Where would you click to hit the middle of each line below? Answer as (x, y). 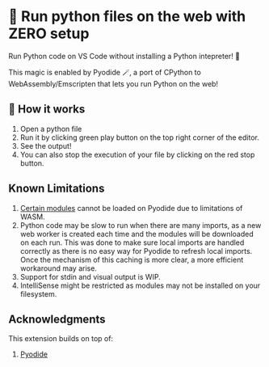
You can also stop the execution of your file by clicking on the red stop (137, 154)
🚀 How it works (47, 110)
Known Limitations (57, 189)
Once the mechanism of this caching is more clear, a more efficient (132, 259)
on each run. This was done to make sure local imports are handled (132, 243)
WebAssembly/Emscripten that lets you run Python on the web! (113, 83)
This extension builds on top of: (61, 339)
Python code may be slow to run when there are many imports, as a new (141, 225)
